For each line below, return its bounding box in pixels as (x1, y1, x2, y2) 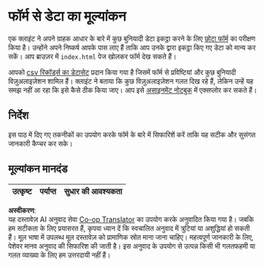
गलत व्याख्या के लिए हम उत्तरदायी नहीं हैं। (8, 250, 111, 260)
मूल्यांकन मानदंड (8, 162, 68, 176)
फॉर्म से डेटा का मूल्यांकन (8, 7, 126, 25)
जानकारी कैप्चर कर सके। (8, 139, 74, 148)
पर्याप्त (39, 185, 57, 196)
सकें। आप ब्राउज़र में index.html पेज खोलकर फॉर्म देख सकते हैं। (8, 51, 177, 61)
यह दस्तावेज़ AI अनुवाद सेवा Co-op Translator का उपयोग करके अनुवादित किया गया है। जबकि (8, 214, 255, 224)
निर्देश (8, 109, 29, 122)
